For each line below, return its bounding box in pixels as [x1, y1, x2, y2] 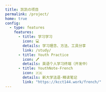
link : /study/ [22, 48, 51, 53]
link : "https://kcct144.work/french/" [22, 79, 102, 84]
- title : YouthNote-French [18, 66, 73, 71]
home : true [5, 16, 27, 21]
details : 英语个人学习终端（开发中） [22, 61, 90, 66]
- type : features [9, 25, 45, 30]
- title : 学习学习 [18, 35, 53, 39]
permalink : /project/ [5, 12, 49, 17]
